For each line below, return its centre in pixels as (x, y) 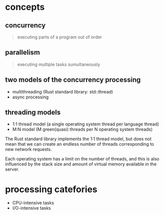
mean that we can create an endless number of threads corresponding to (80, 144)
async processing (30, 97)
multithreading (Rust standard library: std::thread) (63, 92)
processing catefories (51, 189)
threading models (33, 112)
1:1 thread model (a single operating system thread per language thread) (86, 124)
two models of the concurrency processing (73, 80)
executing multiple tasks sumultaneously (59, 64)
